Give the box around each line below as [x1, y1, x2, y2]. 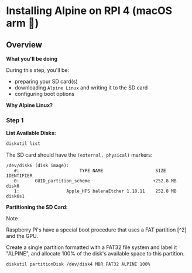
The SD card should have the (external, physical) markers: [6, 151, 153, 158]
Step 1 [6, 116, 24, 124]
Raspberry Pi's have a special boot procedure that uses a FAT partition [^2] [6, 226, 187, 233]
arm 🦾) [6, 16, 39, 30]
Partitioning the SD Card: [6, 203, 68, 211]
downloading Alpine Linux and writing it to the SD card [14, 84, 148, 91]
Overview [6, 40, 43, 50]
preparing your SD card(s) [14, 78, 78, 85]
